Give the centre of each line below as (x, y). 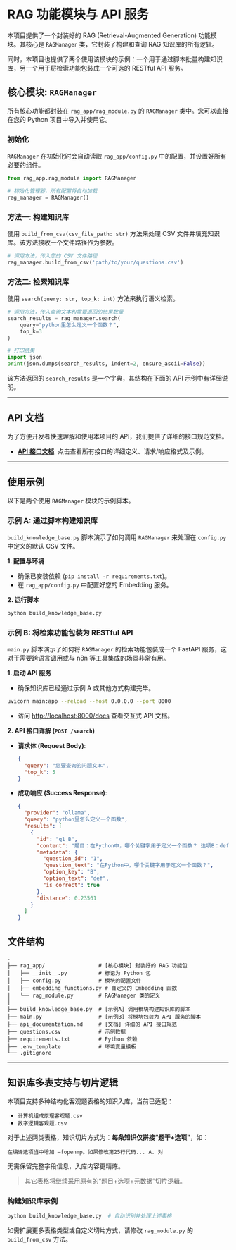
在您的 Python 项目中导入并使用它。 (59, 119)
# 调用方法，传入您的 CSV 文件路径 (52, 256)
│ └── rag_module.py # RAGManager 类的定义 (84, 996)
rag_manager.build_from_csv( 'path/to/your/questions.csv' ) (96, 262)
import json (25, 357)
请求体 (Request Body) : (52, 745)
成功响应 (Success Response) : (62, 793)
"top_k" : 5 (40, 772)
